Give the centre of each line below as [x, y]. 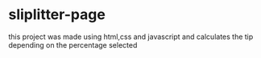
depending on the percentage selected [73, 44]
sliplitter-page [57, 15]
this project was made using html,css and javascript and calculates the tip [131, 37]
